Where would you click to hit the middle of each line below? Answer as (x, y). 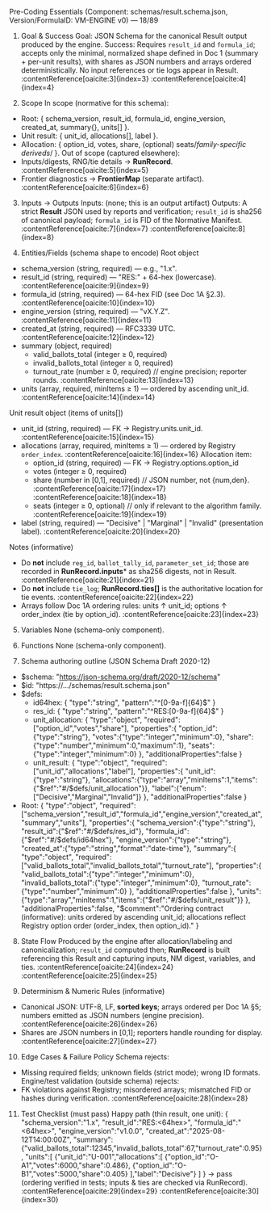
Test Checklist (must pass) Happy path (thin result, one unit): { (125, 1114)
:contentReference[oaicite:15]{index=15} (88, 437)
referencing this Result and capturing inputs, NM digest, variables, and (138, 958)
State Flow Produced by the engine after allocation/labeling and (127, 941)
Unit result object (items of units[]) (66, 413)
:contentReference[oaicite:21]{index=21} (88, 580)
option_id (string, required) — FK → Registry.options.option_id (135, 463)
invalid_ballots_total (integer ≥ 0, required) (103, 363)
